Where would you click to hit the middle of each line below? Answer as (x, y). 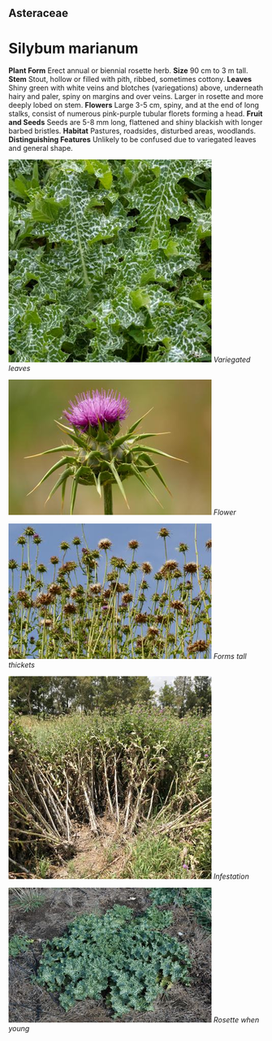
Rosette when (236, 1020)
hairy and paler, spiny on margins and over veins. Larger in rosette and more (136, 97)
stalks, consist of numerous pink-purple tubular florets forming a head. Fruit (136, 114)
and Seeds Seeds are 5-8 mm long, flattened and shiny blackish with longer (136, 123)
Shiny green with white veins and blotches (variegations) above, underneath (136, 88)
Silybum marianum (73, 48)
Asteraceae (39, 13)
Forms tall (230, 656)
